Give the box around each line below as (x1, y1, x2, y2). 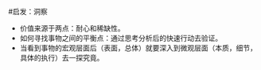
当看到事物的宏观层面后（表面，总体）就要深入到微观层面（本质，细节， (19, 43, 257, 53)
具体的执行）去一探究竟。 (19, 53, 104, 62)
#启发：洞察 (8, 7, 48, 16)
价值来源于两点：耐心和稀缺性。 (19, 24, 125, 33)
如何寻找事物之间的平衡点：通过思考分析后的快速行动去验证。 (19, 34, 223, 42)
